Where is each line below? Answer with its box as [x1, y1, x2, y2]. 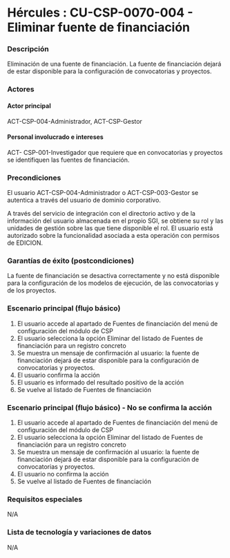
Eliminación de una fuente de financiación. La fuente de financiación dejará [7, 60, 222, 68]
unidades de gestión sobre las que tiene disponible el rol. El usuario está [7, 224, 213, 232]
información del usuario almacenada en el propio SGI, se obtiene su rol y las [7, 216, 224, 225]
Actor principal [7, 102, 51, 110]
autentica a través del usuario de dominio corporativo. [7, 196, 161, 205]
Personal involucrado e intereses [7, 133, 104, 141]
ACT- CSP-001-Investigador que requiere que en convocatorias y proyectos [7, 148, 223, 156]
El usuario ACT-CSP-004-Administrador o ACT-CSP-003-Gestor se [7, 189, 199, 197]
